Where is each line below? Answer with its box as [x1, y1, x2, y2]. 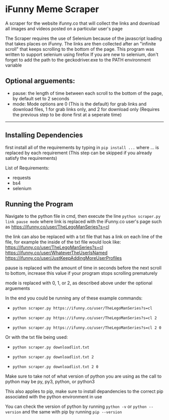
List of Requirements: [5, 165, 49, 171]
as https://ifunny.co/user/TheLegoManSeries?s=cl [5, 224, 110, 230]
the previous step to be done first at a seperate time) [12, 111, 122, 117]
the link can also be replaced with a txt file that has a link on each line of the [5, 233, 162, 240]
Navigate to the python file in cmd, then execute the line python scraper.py [5, 213, 161, 219]
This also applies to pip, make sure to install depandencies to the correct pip [5, 388, 163, 394]
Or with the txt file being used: [5, 334, 68, 340]
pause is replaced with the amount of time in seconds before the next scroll [5, 265, 162, 271]
